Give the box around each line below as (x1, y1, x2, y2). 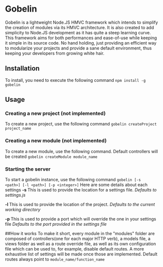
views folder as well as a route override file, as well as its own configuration (5, 241, 156, 247)
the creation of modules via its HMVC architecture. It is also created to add (5, 24, 154, 30)
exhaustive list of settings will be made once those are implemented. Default (5, 251, 158, 257)
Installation (5, 64, 40, 73)
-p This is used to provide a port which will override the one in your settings (5, 216, 156, 222)
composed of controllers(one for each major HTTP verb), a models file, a (5, 236, 151, 242)
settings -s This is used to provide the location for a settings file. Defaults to (5, 187, 157, 193)
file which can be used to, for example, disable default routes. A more (5, 246, 144, 252)
